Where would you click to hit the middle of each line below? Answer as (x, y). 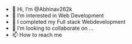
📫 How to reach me (37, 35)
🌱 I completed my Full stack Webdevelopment (69, 22)
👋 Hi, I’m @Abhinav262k (42, 9)
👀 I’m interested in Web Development (58, 15)
